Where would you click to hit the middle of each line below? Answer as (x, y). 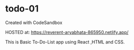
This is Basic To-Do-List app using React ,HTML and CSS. (65, 42)
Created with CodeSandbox (34, 22)
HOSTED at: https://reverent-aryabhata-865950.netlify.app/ (67, 32)
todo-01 (22, 9)
